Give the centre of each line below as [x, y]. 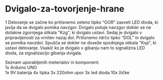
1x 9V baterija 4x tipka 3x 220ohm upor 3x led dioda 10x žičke [67, 72]
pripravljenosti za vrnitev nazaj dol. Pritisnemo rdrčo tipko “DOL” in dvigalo [80, 38]
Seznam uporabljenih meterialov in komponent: [52, 62]
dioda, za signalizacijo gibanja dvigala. [44, 53]
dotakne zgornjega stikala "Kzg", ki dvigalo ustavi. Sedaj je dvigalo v [73, 32]
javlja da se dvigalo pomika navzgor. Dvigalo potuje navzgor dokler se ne [78, 27]
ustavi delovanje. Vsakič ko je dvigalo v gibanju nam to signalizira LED [75, 48]
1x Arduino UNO [21, 67]
